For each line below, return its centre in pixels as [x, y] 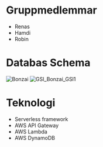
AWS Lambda [31, 131]
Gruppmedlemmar [52, 10]
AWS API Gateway [37, 125]
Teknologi [31, 103]
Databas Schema [48, 63]
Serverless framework [41, 119]
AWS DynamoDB [35, 138]
